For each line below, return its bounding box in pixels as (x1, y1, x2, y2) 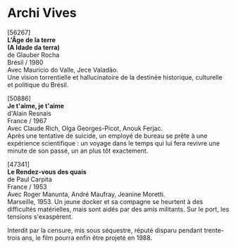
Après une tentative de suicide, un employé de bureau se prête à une (7, 132, 208, 140)
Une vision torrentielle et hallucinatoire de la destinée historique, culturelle (7, 72, 223, 82)
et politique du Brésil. (7, 80, 69, 89)
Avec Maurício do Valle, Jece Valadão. (7, 65, 118, 74)
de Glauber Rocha (7, 51, 60, 59)
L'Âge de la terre (7, 35, 56, 44)
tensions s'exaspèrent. (7, 212, 73, 221)
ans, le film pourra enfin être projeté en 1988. (21, 234, 153, 242)
